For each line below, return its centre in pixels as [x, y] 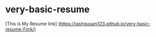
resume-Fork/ [20, 29]
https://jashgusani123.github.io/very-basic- [105, 24]
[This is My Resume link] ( [33, 24]
